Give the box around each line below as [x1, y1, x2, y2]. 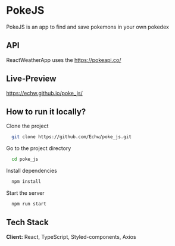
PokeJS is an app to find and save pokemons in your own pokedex [6, 23, 170, 30]
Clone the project [6, 123, 49, 130]
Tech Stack [6, 217, 49, 228]
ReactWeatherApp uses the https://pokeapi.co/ [6, 56, 121, 63]
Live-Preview [6, 74, 57, 84]
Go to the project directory [6, 145, 71, 152]
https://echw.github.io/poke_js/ [6, 89, 83, 96]
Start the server [6, 189, 45, 197]
